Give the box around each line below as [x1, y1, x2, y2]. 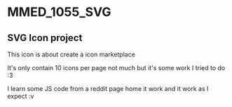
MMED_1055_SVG [7, 4, 111, 20]
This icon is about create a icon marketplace [7, 50, 135, 58]
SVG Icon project [7, 32, 83, 44]
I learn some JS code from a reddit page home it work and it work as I [7, 85, 209, 92]
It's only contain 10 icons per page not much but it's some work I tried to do [7, 64, 226, 72]
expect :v [7, 92, 34, 100]
